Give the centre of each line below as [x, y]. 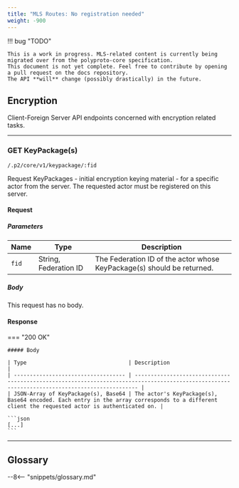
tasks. [16, 125]
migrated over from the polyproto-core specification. [90, 60]
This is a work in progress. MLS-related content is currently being [113, 54]
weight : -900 [27, 21]
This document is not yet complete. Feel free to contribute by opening [117, 66]
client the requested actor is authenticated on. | [85, 407]
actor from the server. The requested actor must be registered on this [109, 186]
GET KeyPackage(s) [43, 150]
